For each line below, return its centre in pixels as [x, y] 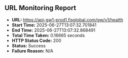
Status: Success [29, 45]
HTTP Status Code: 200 [36, 40]
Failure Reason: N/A [32, 51]
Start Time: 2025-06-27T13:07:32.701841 [54, 25]
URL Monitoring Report [41, 8]
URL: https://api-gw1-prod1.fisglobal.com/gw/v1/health [67, 19]
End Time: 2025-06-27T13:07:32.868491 [53, 30]
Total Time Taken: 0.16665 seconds [48, 35]
